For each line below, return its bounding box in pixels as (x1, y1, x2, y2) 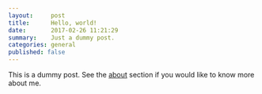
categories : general (8, 41, 77, 49)
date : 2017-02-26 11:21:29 (8, 26, 119, 34)
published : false (8, 48, 66, 56)
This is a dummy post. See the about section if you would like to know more (8, 70, 255, 79)
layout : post (8, 11, 66, 20)
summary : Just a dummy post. (8, 33, 115, 42)
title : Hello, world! (8, 19, 97, 27)
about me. (8, 78, 42, 88)
